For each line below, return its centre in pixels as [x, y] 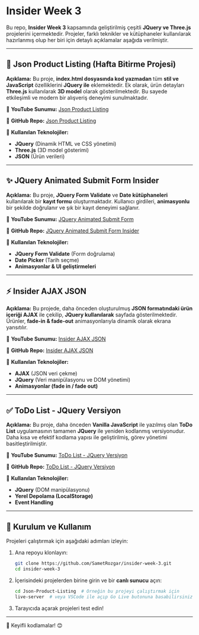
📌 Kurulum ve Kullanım [49, 526]
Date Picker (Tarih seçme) [47, 260]
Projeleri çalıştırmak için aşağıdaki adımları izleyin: [67, 541]
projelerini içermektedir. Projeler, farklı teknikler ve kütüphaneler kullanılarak [99, 33]
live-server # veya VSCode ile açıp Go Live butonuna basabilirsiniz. [105, 597]
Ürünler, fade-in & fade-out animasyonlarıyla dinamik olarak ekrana [89, 321]
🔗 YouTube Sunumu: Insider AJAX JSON [56, 339]
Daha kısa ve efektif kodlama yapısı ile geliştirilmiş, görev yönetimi [87, 438]
